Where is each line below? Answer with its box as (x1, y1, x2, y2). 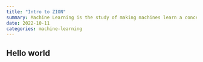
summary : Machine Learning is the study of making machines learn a (6, 14, 182, 20)
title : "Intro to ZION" (6, 8, 66, 15)
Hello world (6, 48, 50, 58)
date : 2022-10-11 (6, 20, 50, 26)
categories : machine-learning (6, 25, 83, 32)
